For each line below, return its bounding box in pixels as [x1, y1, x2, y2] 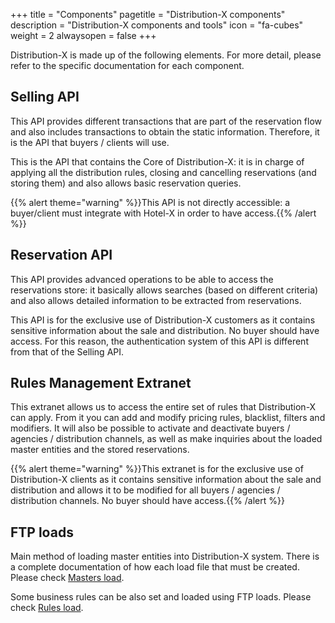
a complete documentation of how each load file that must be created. [10, 561, 300, 573]
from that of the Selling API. [10, 345, 125, 358]
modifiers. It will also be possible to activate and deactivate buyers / [10, 422, 291, 434]
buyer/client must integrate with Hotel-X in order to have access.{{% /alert [10, 207, 317, 219]
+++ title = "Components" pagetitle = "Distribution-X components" [10, 9, 286, 20]
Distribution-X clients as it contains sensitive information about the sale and [10, 474, 322, 486]
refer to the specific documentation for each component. [10, 60, 245, 71]
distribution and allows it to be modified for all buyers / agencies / [10, 484, 281, 496]
